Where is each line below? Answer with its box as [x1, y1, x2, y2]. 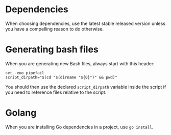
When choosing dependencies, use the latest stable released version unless [5, 20, 166, 26]
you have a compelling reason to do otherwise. [5, 25, 104, 32]
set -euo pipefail [5, 70, 44, 75]
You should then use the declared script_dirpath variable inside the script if [5, 84, 166, 90]
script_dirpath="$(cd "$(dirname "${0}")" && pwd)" [5, 75, 117, 80]
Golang [5, 107, 37, 119]
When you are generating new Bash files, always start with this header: [5, 60, 155, 67]
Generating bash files [5, 44, 99, 56]
